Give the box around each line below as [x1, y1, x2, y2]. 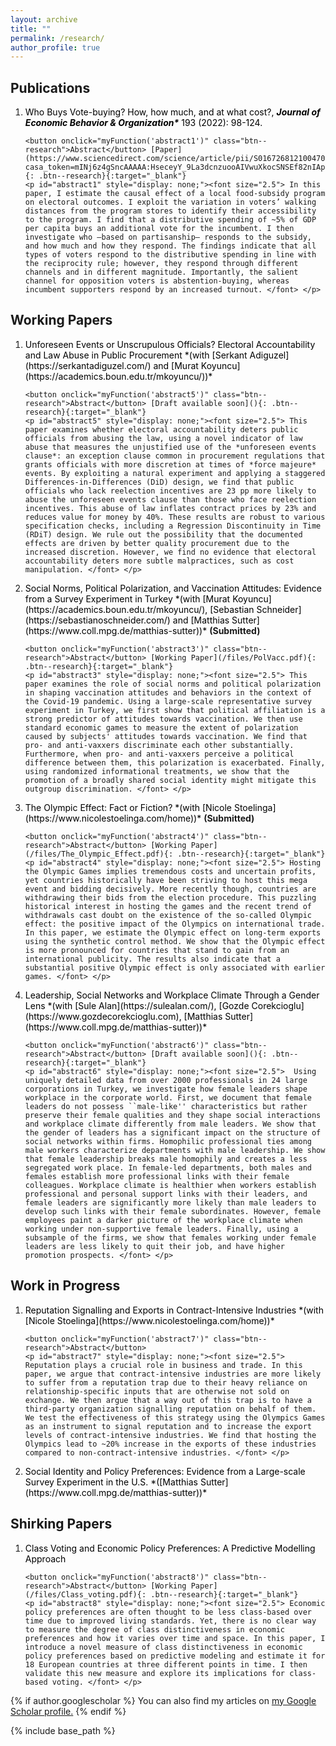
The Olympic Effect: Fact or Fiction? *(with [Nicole [24, 801, 232, 813]
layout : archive [10, 14, 78, 25]
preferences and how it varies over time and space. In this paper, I [24, 1633, 326, 1643]
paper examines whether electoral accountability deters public [24, 424, 299, 435]
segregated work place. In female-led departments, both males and [24, 1162, 312, 1173]
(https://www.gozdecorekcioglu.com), [24, 1010, 182, 1022]
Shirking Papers [10, 1516, 113, 1533]
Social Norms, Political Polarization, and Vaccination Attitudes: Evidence [24, 582, 322, 594]
